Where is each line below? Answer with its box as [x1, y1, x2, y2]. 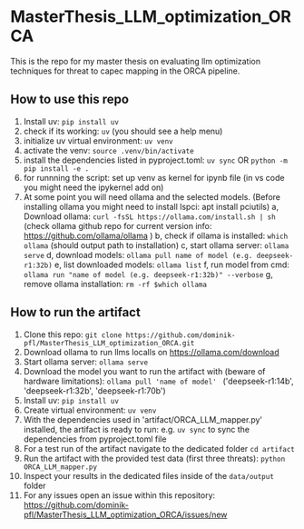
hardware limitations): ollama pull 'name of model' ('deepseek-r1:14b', [23, 375, 294, 386]
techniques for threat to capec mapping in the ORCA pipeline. [10, 65, 240, 76]
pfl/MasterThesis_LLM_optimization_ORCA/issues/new [23, 509, 228, 520]
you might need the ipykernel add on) [23, 182, 164, 193]
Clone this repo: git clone [23, 329, 123, 340]
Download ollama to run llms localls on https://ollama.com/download [23, 346, 279, 357]
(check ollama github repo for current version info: [23, 220, 212, 231]
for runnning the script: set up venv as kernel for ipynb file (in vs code [23, 172, 285, 183]
